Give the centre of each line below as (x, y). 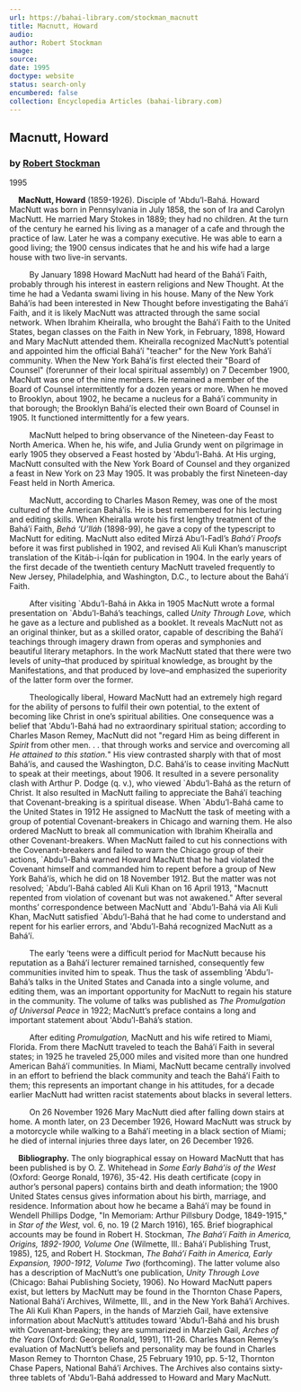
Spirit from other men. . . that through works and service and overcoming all (150, 745)
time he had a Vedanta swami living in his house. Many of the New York (142, 294)
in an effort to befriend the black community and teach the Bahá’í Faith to (145, 1076)
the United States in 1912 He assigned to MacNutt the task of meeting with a (150, 812)
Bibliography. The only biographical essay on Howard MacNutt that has (151, 1159)
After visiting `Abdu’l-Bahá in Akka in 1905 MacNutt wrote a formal (152, 603)
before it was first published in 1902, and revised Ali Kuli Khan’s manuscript (148, 548)
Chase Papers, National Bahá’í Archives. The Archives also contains (135, 1368)
